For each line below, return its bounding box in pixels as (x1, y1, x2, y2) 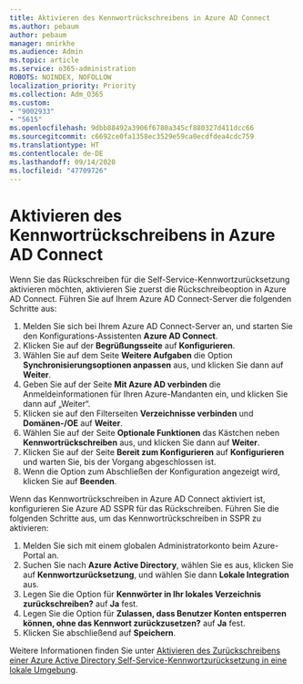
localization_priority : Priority (9, 81, 136, 90)
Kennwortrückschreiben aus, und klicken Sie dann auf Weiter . (22, 437, 260, 448)
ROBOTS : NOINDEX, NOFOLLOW (9, 73, 112, 82)
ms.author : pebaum (9, 22, 79, 31)
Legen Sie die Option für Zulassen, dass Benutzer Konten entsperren (22, 608, 287, 619)
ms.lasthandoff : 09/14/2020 (9, 157, 116, 167)
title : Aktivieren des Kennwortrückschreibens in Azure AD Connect (9, 13, 271, 23)
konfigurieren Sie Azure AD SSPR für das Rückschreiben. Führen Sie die (9, 503, 279, 514)
